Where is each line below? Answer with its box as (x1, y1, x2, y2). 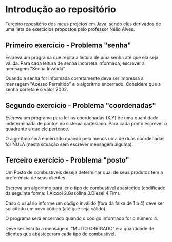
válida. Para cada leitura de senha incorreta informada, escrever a (5, 60, 145, 66)
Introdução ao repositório (5, 4, 117, 15)
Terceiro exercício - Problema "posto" (5, 155, 129, 165)
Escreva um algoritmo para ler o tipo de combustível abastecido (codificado (5, 185, 166, 191)
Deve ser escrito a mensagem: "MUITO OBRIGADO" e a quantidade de (5, 226, 155, 232)
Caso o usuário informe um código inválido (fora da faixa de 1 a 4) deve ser (5, 200, 164, 206)
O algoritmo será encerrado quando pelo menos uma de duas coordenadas (5, 135, 165, 142)
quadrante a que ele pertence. (5, 126, 69, 132)
